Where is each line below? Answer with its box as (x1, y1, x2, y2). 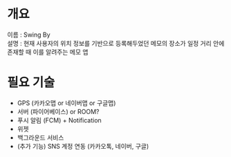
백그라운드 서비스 (17, 133, 64, 142)
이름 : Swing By (7, 30, 50, 39)
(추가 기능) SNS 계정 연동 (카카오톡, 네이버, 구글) (17, 142, 149, 150)
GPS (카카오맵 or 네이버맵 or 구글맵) (17, 98, 116, 107)
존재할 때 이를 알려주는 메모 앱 (7, 48, 89, 56)
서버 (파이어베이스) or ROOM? (17, 107, 100, 116)
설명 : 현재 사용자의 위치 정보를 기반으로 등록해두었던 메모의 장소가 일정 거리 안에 (7, 39, 225, 47)
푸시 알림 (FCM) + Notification (17, 116, 102, 124)
